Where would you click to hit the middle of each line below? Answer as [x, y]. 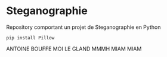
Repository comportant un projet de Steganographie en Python [83, 27]
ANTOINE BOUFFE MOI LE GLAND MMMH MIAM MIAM [74, 49]
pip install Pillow [30, 38]
